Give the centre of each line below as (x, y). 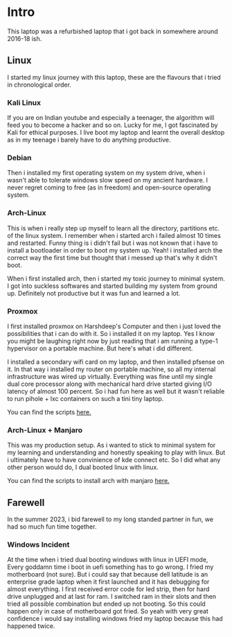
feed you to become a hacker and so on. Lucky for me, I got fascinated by (113, 125)
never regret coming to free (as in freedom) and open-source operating (109, 187)
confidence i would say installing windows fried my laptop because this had (115, 619)
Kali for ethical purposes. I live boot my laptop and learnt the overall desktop (116, 133)
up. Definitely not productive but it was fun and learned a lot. (94, 293)
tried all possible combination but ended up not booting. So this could (106, 604)
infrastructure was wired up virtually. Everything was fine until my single (110, 376)
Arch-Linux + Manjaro (45, 430)
